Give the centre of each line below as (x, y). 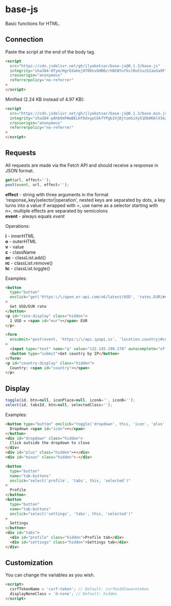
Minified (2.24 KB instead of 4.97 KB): (45, 99)
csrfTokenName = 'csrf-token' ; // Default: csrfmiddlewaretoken (79, 589)
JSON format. (20, 170)
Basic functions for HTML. (33, 23)
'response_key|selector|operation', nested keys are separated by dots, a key (85, 200)
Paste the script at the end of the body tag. (50, 51)
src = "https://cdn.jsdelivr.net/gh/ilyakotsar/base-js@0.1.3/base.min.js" (90, 113)
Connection (24, 39)
